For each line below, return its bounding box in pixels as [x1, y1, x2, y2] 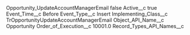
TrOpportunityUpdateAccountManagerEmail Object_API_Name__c [6, 17, 164, 24]
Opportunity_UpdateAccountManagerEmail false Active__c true [6, 5, 157, 11]
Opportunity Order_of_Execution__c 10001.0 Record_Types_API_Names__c [6, 23, 184, 29]
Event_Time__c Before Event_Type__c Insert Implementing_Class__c [6, 10, 168, 17]
